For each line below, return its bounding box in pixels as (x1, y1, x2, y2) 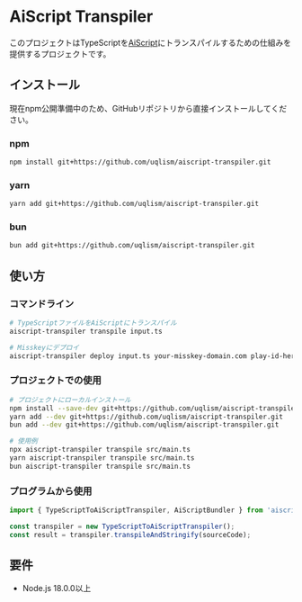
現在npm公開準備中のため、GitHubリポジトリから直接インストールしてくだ (9, 103, 288, 113)
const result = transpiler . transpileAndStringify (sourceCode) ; (9, 530, 252, 539)
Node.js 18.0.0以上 (22, 583, 92, 594)
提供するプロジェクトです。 (9, 48, 111, 59)
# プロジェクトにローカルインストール (9, 395, 132, 404)
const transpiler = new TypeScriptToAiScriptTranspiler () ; (9, 522, 235, 531)
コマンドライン (9, 297, 75, 310)
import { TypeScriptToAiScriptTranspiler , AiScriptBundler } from (9, 506, 263, 515)
